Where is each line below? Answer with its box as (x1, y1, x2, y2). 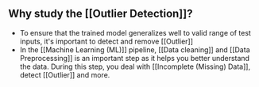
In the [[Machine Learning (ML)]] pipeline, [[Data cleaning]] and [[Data (19, 44, 250, 55)
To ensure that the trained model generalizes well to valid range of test (19, 28, 252, 37)
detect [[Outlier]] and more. (19, 70, 110, 79)
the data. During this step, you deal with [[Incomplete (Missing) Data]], (19, 62, 251, 71)
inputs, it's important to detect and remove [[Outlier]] (19, 36, 193, 46)
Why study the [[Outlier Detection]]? (8, 7, 193, 21)
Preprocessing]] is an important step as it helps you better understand (19, 53, 250, 62)
